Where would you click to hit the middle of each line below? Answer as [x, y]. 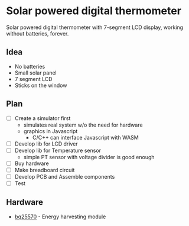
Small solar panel [36, 73]
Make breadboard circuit [45, 170]
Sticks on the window [41, 85]
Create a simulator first [43, 118]
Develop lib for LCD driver [46, 144]
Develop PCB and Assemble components [65, 176]
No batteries [30, 66]
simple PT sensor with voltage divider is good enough [89, 157]
